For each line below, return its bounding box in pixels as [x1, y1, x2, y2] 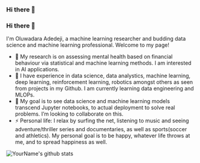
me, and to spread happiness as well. [14, 138, 108, 146]
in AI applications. [14, 66, 59, 73]
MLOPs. [14, 91, 35, 98]
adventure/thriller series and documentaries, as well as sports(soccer [14, 126, 187, 133]
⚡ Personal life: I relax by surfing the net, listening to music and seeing [14, 117, 189, 125]
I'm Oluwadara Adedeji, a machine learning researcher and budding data [6, 35, 186, 43]
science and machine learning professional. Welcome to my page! [6, 41, 169, 49]
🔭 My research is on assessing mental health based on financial [14, 53, 173, 61]
